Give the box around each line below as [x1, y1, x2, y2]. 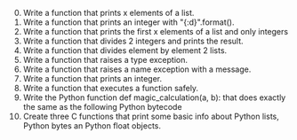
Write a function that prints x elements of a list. [22, 8, 195, 18]
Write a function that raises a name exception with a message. [22, 64, 252, 74]
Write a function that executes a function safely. [22, 83, 199, 93]
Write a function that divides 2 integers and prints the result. [22, 35, 244, 46]
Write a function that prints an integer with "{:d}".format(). [22, 17, 235, 27]
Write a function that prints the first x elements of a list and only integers [22, 27, 288, 36]
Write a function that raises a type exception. [22, 55, 188, 65]
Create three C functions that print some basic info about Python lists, [22, 111, 279, 121]
